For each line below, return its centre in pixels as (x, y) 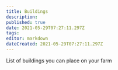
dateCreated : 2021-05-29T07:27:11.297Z (55, 44)
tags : (13, 33)
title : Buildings (27, 11)
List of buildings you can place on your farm (59, 60)
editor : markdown (27, 38)
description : (22, 17)
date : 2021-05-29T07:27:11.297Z (45, 28)
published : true (26, 22)
